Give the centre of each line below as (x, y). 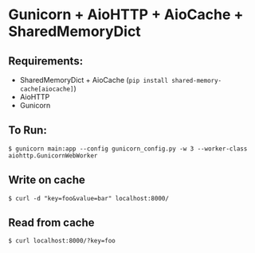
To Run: (28, 130)
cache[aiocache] (47, 89)
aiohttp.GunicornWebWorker (53, 156)
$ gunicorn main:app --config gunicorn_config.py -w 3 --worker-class (128, 149)
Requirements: (46, 61)
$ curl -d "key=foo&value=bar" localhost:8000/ (89, 198)
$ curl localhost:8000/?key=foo (62, 241)
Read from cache (51, 223)
